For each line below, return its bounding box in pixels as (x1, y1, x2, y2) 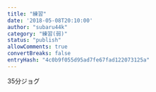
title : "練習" (7, 10, 47, 18)
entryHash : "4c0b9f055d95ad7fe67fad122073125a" (7, 57, 150, 64)
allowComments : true (7, 43, 68, 50)
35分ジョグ (7, 76, 40, 85)
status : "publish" (7, 37, 61, 44)
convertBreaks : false (7, 50, 71, 57)
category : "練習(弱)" (7, 30, 68, 38)
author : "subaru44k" (7, 23, 68, 30)
